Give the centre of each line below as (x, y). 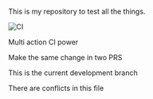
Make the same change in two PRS (65, 57)
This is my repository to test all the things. (77, 11)
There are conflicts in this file (56, 88)
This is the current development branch (73, 73)
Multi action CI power (43, 42)
